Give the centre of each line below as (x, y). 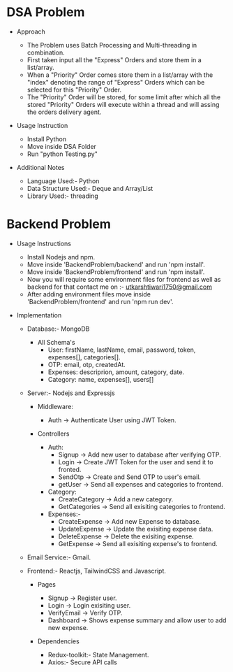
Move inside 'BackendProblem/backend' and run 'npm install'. (116, 264)
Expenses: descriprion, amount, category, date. (116, 372)
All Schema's (56, 342)
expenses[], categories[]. (84, 357)
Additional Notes (40, 167)
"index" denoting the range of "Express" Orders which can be (116, 82)
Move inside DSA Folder (62, 146)
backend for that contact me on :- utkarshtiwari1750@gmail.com (119, 287)
